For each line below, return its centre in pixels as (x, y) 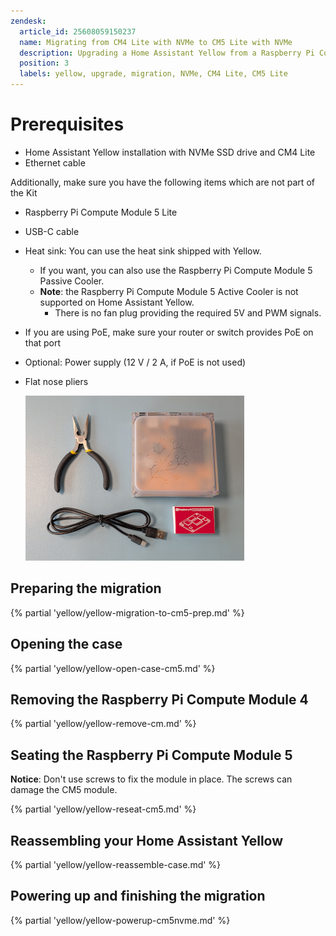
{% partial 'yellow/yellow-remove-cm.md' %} (103, 724)
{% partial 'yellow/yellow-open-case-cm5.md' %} (113, 668)
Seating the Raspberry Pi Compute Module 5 (151, 755)
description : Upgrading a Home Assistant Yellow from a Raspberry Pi (167, 53)
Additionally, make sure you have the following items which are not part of (162, 182)
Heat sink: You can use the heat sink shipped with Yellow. (143, 251)
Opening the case (66, 644)
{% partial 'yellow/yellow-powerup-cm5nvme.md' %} (120, 920)
